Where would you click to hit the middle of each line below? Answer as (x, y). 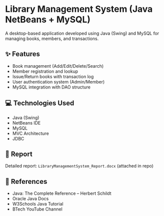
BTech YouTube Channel (37, 209)
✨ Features (23, 54)
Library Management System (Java (79, 9)
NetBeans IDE (27, 123)
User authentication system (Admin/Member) (58, 82)
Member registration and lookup (45, 71)
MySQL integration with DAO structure (51, 87)
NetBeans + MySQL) (48, 20)
